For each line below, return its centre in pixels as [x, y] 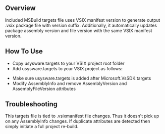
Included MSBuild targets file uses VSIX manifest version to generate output [82, 20]
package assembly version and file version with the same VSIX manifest [79, 30]
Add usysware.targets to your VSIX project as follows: [67, 68]
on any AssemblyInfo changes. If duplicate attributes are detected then [78, 121]
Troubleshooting [31, 104]
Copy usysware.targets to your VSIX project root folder [68, 63]
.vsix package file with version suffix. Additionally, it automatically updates [81, 25]
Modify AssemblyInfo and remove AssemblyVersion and [70, 83]
